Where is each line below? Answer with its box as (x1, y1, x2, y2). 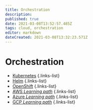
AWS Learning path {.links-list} (12, 88, 76, 94)
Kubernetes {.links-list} (12, 72, 60, 78)
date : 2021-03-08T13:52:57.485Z (5, 21, 72, 26)
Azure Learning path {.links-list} (12, 94, 79, 100)
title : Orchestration (5, 7, 50, 12)
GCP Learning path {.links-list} (12, 99, 76, 105)
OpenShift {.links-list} (12, 83, 57, 89)
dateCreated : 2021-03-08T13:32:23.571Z (5, 35, 88, 40)
